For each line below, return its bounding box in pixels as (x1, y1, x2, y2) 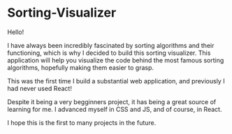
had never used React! (7, 84, 72, 92)
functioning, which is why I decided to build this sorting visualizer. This (7, 49, 211, 57)
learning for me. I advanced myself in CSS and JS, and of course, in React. (7, 105, 222, 113)
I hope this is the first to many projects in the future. (7, 118, 157, 126)
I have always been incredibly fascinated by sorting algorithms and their (7, 41, 215, 49)
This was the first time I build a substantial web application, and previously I (7, 76, 225, 85)
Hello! (7, 28, 24, 36)
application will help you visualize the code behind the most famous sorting (7, 56, 224, 64)
